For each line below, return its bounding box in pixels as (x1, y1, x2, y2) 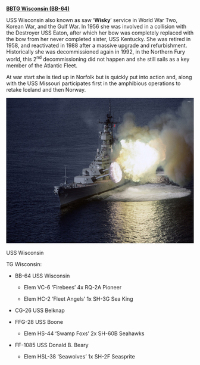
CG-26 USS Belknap (14, 307, 65, 314)
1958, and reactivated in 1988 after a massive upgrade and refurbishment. (6, 42, 187, 49)
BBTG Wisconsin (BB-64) (6, 5, 70, 12)
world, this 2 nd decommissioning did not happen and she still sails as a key (6, 55, 190, 63)
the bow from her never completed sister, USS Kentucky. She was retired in (6, 36, 191, 42)
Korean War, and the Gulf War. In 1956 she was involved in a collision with (6, 23, 187, 30)
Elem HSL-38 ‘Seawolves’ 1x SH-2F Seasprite (23, 352, 135, 360)
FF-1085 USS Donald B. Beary (14, 341, 89, 348)
